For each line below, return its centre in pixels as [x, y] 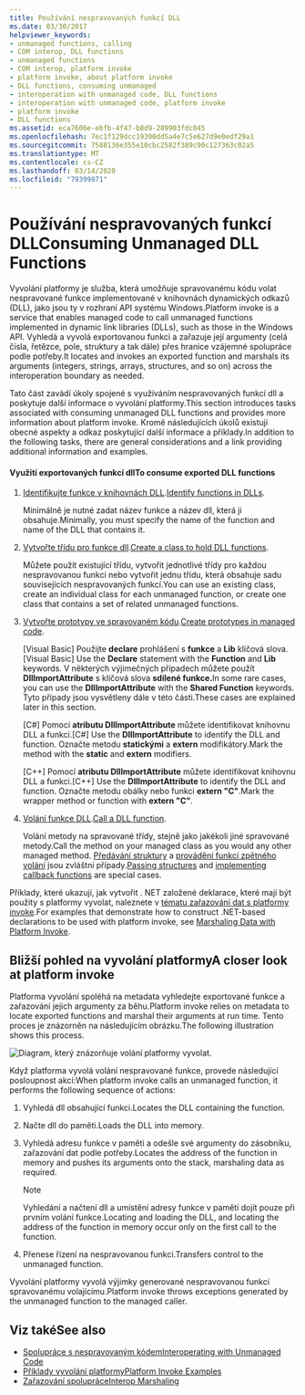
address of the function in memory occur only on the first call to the [150, 1227]
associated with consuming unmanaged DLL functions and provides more [148, 413]
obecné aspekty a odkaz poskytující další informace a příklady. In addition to [152, 432]
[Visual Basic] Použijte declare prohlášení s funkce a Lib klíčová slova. [155, 649]
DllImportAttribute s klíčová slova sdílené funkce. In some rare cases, [154, 678]
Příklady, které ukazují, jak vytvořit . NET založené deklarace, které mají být [150, 893]
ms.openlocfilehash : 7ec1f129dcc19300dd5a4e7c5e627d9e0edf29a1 [132, 137]
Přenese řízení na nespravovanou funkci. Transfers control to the [143, 1254]
